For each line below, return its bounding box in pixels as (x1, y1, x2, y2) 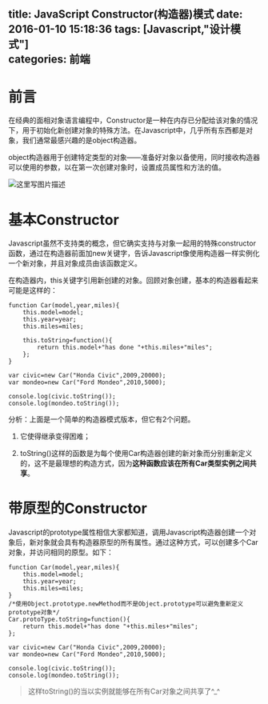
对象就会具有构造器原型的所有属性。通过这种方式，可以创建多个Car (35, 538, 258, 547)
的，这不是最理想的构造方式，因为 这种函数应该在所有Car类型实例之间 (19, 458, 250, 468)
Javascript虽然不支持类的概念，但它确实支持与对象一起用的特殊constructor (8, 238, 256, 248)
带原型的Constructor (8, 499, 148, 518)
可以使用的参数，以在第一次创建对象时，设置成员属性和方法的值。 (8, 162, 226, 172)
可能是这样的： (8, 286, 58, 295)
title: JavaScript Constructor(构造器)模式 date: (8, 7, 243, 22)
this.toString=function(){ (22, 337, 113, 345)
